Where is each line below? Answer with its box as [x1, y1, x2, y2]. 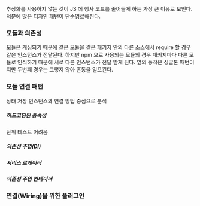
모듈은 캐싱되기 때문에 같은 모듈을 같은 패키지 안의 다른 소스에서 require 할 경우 [6, 44, 192, 51]
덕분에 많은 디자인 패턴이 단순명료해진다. [6, 13, 101, 20]
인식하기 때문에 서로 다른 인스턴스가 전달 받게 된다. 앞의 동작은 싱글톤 [17, 59, 178, 66]
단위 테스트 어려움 [6, 128, 48, 136]
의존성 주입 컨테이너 [6, 175, 53, 182]
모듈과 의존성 [6, 29, 42, 37]
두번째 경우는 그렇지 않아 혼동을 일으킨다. [17, 66, 114, 73]
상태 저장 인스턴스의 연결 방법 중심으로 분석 [6, 97, 107, 104]
